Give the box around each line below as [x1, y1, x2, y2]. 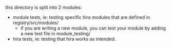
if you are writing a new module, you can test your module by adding [20, 25, 166, 31]
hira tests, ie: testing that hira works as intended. [12, 36, 116, 42]
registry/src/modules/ [12, 20, 59, 26]
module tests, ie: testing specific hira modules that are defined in [12, 14, 150, 20]
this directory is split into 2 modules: [5, 5, 82, 10]
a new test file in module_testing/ [20, 31, 91, 36]
